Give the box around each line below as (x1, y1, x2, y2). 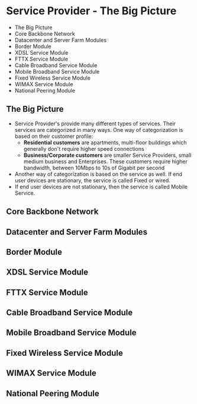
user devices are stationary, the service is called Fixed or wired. (14, 176, 170, 184)
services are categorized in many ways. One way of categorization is (14, 126, 183, 133)
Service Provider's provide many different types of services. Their (14, 120, 176, 127)
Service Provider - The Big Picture (6, 4, 177, 18)
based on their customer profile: (14, 132, 93, 140)
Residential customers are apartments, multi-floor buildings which (23, 138, 187, 146)
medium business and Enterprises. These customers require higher (23, 157, 188, 165)
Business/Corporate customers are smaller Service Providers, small (23, 151, 192, 159)
